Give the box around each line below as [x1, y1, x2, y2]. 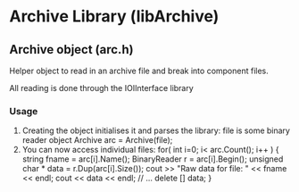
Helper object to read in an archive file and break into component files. [9, 65, 270, 76]
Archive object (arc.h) [9, 42, 134, 57]
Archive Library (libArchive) [9, 6, 220, 27]
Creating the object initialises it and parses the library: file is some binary [21, 125, 290, 136]
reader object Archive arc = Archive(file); [21, 135, 173, 146]
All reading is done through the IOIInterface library [9, 83, 194, 93]
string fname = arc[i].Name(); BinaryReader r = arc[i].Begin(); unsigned [21, 154, 284, 164]
